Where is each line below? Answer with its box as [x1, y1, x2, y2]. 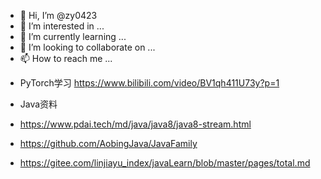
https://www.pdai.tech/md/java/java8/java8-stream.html [19, 118, 252, 130]
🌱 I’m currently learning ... [19, 31, 127, 42]
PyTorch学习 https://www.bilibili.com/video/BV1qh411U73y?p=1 [19, 77, 280, 89]
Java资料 [19, 98, 58, 110]
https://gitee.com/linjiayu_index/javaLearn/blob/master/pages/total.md [19, 157, 311, 169]
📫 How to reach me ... [19, 53, 113, 64]
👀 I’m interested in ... [19, 20, 105, 32]
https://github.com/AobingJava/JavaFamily [19, 138, 198, 149]
